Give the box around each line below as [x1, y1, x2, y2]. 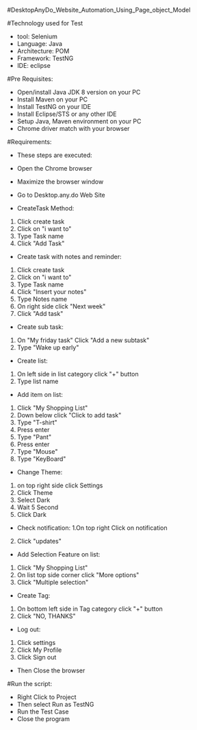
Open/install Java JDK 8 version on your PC [16, 88, 141, 96]
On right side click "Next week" [16, 302, 106, 311]
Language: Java [16, 40, 63, 47]
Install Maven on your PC [16, 95, 88, 104]
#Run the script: [7, 680, 53, 688]
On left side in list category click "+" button [16, 370, 139, 378]
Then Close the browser [16, 666, 86, 674]
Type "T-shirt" [16, 418, 58, 426]
